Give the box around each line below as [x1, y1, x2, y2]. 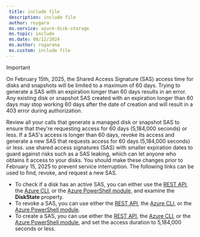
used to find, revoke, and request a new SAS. [6, 169, 118, 176]
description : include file [8, 14, 76, 20]
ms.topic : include [8, 31, 55, 37]
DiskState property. [14, 193, 64, 200]
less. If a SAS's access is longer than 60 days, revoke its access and [6, 131, 175, 138]
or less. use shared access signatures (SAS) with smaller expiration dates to [6, 144, 193, 151]
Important [6, 64, 30, 71]
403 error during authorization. [6, 107, 82, 114]
